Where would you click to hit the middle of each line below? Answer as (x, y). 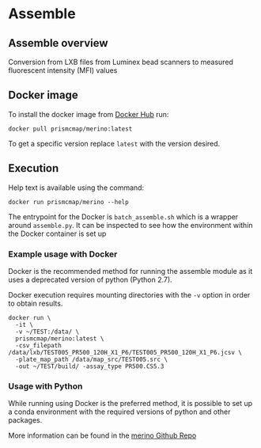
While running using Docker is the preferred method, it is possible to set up (130, 404)
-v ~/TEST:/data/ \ (47, 332)
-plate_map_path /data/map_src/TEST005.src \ (92, 359)
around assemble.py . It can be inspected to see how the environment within (130, 225)
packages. (25, 420)
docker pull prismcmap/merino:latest (70, 129)
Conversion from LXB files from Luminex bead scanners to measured (121, 62)
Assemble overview (58, 43)
